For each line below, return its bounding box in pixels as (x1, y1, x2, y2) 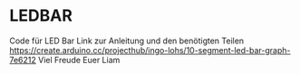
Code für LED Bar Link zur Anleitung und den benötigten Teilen (9, 35, 245, 46)
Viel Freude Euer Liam (37, 54, 121, 65)
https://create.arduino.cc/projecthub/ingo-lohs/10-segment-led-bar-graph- (9, 44, 291, 55)
